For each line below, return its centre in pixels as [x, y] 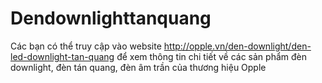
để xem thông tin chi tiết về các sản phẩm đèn [211, 56]
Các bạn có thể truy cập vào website [86, 46]
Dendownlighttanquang [111, 18]
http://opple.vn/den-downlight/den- [237, 46]
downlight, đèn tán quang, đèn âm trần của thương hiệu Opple [138, 67]
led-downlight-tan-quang [62, 56]
